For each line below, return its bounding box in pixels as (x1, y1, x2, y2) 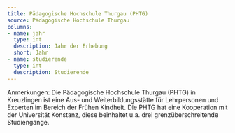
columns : (7, 23, 33, 30)
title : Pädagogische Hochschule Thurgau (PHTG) (7, 10, 149, 17)
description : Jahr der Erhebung (13, 43, 108, 50)
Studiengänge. (7, 118, 50, 126)
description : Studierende (13, 69, 90, 76)
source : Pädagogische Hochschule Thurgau (7, 17, 130, 24)
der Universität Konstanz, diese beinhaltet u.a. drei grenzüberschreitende (7, 110, 219, 119)
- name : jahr (7, 29, 45, 37)
